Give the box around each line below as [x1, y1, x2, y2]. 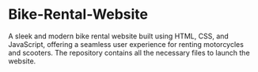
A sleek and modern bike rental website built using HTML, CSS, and [8, 31, 230, 41]
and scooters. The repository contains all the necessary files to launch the [8, 48, 251, 57]
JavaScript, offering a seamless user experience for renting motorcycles [8, 39, 244, 49]
